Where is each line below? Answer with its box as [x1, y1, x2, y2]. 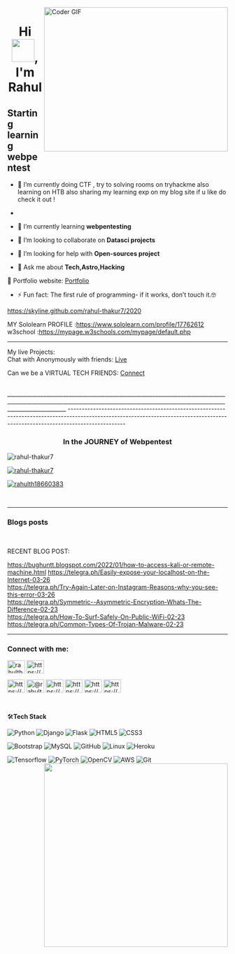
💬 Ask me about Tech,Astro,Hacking [17, 263, 124, 271]
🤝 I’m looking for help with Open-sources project [17, 250, 160, 257]
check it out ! [17, 195, 55, 204]
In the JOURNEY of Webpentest [62, 436, 173, 446]
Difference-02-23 [7, 605, 58, 613]
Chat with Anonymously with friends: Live [7, 355, 127, 363]
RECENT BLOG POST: [7, 547, 70, 555]
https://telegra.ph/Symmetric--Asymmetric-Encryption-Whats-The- [7, 597, 202, 606]
